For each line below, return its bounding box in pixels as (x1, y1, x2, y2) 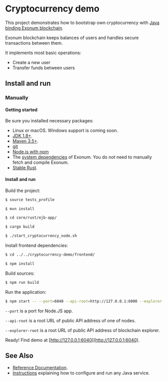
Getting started (5, 106, 37, 113)
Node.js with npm (12, 149, 49, 155)
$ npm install (5, 261, 35, 266)
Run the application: (5, 289, 46, 295)
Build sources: (5, 270, 35, 276)
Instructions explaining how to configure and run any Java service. (12, 370, 150, 376)
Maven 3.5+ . (12, 138, 38, 144)
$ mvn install (5, 206, 35, 211)
